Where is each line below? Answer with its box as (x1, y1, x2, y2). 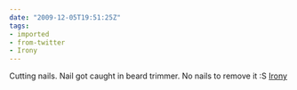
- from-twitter (9, 37, 66, 47)
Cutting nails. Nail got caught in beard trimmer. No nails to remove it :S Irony (9, 70, 287, 81)
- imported (9, 29, 50, 38)
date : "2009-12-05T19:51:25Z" (9, 12, 122, 22)
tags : (9, 21, 29, 30)
